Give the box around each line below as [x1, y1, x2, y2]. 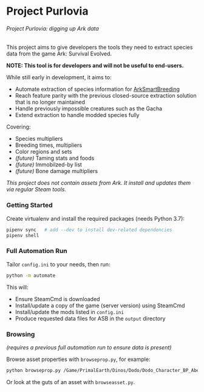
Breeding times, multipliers [15, 141, 83, 149]
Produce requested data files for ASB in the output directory [15, 315, 166, 322]
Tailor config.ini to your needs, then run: [6, 260, 110, 268]
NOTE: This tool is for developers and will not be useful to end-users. [6, 62, 184, 69]
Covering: [6, 123, 31, 130]
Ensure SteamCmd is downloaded [15, 295, 100, 302]
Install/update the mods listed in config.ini [15, 308, 124, 315]
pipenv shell [6, 232, 39, 238]
